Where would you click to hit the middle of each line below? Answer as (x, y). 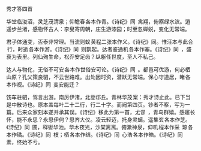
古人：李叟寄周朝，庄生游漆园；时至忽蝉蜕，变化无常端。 (119, 29)
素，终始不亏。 (25, 142)
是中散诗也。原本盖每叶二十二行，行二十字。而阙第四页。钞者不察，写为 (95, 105)
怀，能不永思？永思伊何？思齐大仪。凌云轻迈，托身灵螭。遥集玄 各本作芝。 (98, 120)
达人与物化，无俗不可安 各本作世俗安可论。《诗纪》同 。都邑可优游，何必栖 (98, 70)
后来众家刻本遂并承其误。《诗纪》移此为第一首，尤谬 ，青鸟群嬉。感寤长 (106, 112)
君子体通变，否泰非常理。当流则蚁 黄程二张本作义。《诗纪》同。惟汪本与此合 (100, 42)
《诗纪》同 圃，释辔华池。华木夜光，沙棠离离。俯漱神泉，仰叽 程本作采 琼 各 (100, 127)
